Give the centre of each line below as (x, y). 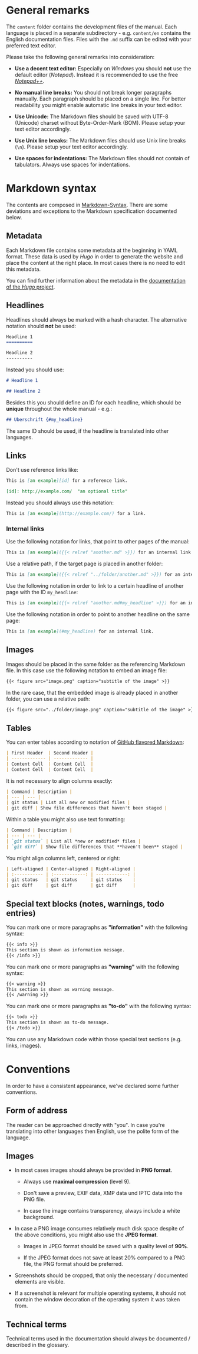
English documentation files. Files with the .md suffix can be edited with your (99, 39)
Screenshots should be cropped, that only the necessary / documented (101, 1275)
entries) (21, 913)
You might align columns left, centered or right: (63, 858)
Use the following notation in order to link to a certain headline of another (95, 586)
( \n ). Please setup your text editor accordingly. (71, 147)
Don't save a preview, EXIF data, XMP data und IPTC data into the (103, 1193)
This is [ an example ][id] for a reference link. (67, 481)
